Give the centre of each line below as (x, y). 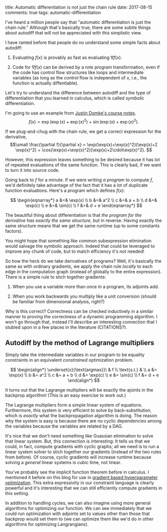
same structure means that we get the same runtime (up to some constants (83, 226)
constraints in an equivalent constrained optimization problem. (69, 360)
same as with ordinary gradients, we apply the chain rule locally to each (79, 266)
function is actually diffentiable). (45, 83)
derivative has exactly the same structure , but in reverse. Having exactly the (83, 220)
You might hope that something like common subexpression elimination (79, 241)
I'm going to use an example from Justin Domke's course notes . (71, 113)
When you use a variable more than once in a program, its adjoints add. (86, 286)
